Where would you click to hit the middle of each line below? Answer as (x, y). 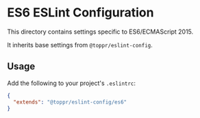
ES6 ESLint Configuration (80, 13)
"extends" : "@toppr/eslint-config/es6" (70, 102)
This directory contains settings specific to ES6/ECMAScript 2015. (100, 32)
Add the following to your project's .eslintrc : (71, 83)
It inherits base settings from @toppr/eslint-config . (80, 45)
